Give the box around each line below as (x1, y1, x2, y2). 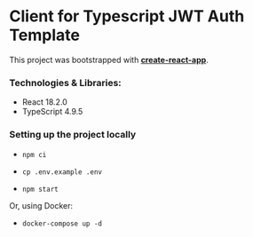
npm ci (21, 150, 47, 159)
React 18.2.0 (21, 97, 68, 107)
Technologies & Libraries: (9, 76, 122, 89)
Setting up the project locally (9, 129, 137, 141)
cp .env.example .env (21, 167, 102, 177)
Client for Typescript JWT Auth (9, 6, 245, 27)
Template (9, 25, 80, 45)
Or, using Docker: (9, 200, 74, 210)
